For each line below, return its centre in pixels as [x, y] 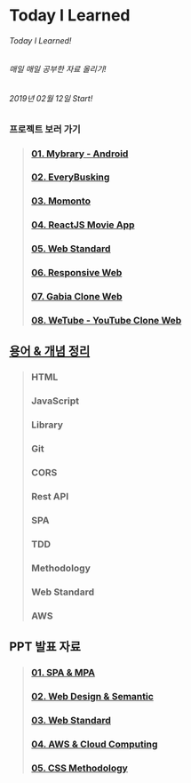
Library [47, 425]
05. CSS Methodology [80, 768]
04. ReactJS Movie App [83, 225]
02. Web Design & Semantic [92, 696]
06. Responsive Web [76, 273]
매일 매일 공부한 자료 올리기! [58, 69]
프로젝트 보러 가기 [45, 129]
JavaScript [55, 401]
